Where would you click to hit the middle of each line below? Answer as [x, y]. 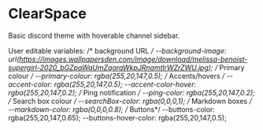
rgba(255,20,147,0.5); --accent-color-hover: [125, 84]
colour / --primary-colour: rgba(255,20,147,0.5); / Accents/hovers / [117, 76]
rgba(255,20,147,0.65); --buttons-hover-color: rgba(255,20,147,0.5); [117, 117]
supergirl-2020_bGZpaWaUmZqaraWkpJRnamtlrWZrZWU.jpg [108, 67]
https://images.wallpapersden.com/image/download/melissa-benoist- [133, 59]
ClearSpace [47, 14]
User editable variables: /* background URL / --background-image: [117, 50]
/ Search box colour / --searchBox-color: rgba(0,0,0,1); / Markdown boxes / [130, 101]
